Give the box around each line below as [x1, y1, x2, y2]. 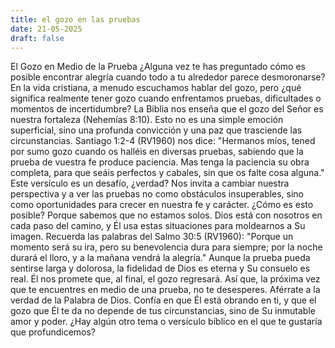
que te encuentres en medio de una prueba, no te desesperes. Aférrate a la [10, 284, 321, 296]
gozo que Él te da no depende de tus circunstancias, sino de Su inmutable [10, 305, 316, 317]
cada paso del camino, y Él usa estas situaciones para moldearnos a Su [10, 220, 306, 232]
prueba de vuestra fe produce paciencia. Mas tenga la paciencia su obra [10, 156, 310, 168]
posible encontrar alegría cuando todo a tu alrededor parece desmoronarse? [10, 71, 326, 83]
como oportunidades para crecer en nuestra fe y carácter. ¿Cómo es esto [10, 199, 314, 211]
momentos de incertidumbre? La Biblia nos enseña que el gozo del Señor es [10, 103, 324, 115]
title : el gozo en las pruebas [10, 14, 141, 25]
